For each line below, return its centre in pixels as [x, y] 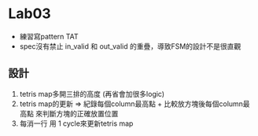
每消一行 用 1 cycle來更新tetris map [76, 123]
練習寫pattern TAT [49, 36]
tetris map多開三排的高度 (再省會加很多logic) [92, 94]
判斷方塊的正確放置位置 [80, 113]
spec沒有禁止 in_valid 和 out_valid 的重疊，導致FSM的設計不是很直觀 [130, 46]
